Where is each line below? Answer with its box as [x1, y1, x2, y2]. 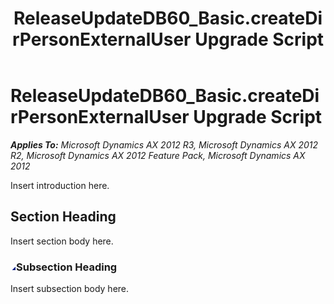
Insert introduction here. [10, 179, 110, 191]
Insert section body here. [10, 235, 114, 247]
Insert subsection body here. [10, 283, 130, 295]
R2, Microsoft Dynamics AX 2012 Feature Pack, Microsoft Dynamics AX [10, 149, 306, 161]
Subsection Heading [16, 260, 118, 274]
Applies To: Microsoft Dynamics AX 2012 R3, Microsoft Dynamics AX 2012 [10, 138, 319, 151]
